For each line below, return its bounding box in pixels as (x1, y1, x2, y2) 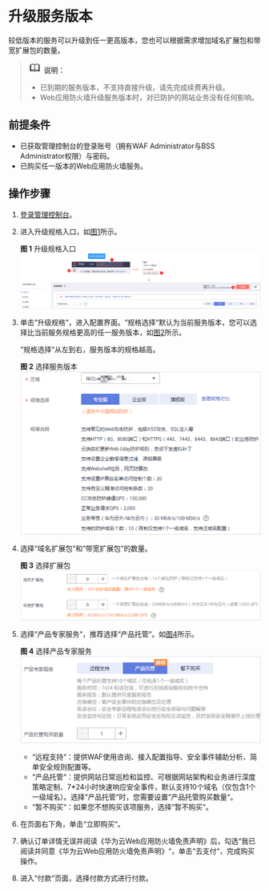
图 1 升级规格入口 (19, 244, 77, 253)
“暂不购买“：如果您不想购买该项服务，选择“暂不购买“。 (31, 803, 214, 812)
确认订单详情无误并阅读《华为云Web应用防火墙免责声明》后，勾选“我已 (19, 836, 256, 846)
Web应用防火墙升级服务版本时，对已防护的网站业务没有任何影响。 (39, 92, 259, 102)
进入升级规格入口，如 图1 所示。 (19, 226, 122, 237)
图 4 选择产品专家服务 (19, 646, 92, 656)
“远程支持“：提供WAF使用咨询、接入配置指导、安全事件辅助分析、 (31, 752, 251, 762)
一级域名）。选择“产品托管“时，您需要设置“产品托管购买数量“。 (31, 792, 238, 802)
